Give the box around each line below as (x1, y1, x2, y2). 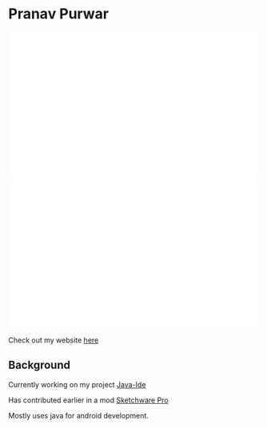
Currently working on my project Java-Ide (8, 379, 146, 389)
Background (8, 358, 70, 372)
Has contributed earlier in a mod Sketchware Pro (8, 395, 169, 405)
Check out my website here (8, 335, 99, 345)
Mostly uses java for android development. (8, 410, 149, 420)
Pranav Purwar (8, 5, 110, 23)
